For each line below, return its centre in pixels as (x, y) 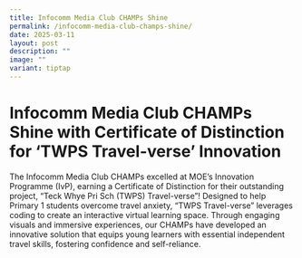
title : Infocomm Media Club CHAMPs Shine (89, 18)
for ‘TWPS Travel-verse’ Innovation (145, 152)
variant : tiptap (40, 69)
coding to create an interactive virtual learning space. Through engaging (145, 215)
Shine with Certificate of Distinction (147, 133)
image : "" (28, 60)
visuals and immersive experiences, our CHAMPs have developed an (138, 225)
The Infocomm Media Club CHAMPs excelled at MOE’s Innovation (132, 177)
